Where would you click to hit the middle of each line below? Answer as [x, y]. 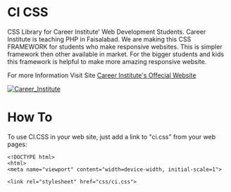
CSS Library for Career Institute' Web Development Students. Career [107, 32]
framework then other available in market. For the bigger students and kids [115, 54]
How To [30, 117]
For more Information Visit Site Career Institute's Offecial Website [102, 75]
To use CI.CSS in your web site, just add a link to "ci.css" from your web [112, 136]
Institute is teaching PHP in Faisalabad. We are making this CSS [99, 39]
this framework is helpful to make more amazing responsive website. [107, 61]
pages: [17, 144]
